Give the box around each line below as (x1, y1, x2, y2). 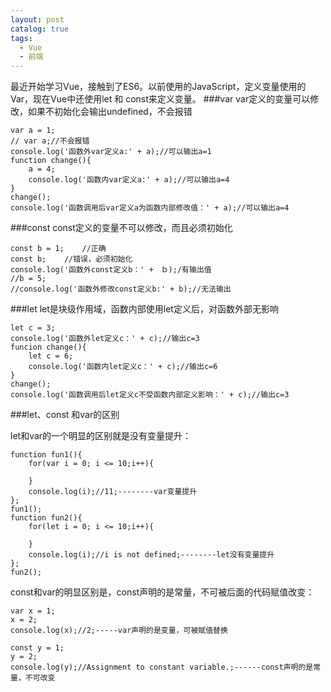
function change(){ (10, 156, 92, 166)
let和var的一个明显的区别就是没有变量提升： (10, 430, 192, 442)
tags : (10, 33, 33, 43)
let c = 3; (10, 323, 56, 333)
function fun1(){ (10, 450, 83, 460)
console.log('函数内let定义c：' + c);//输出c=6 (28, 362, 218, 372)
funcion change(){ (10, 342, 87, 353)
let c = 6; (28, 351, 74, 361)
